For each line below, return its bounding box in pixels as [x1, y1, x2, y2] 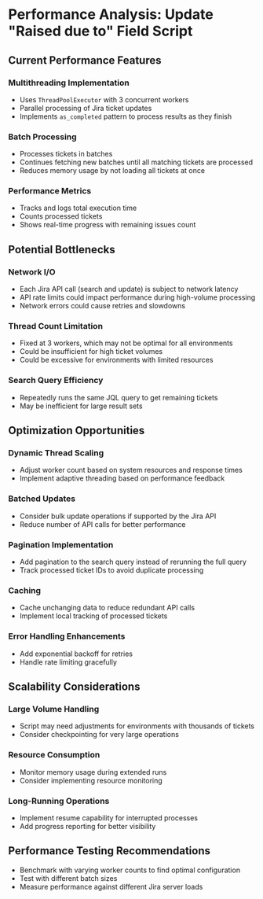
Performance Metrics [8, 186, 92, 197]
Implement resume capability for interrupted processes [19, 812, 199, 823]
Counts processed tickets [19, 212, 103, 221]
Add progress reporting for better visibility [19, 821, 156, 831]
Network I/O [8, 266, 57, 277]
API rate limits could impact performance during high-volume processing [19, 293, 256, 302]
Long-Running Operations [8, 795, 110, 806]
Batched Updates [8, 493, 76, 504]
